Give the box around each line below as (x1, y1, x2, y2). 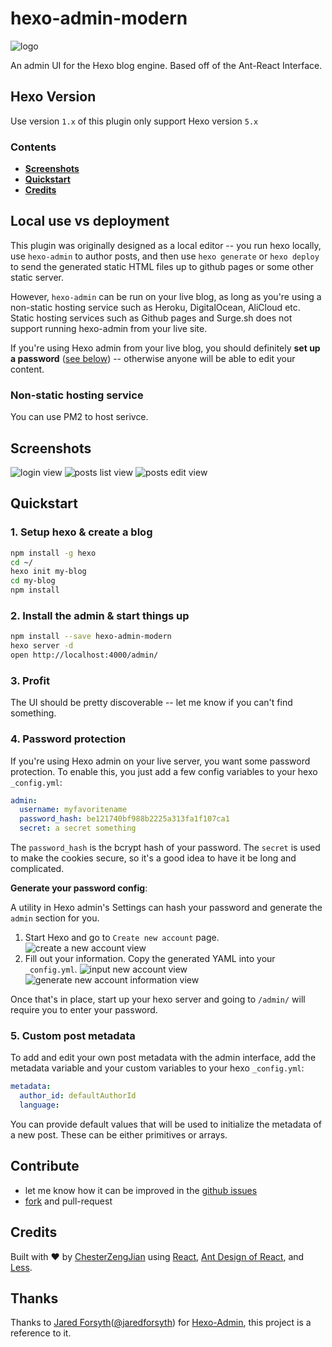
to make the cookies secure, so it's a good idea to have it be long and (10, 852, 297, 864)
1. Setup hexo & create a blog (10, 525, 153, 539)
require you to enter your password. (10, 1004, 158, 1016)
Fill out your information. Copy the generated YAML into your (24, 953, 276, 965)
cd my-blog (10, 576, 56, 586)
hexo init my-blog (10, 567, 87, 577)
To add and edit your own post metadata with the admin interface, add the (10, 1052, 317, 1064)
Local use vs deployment (10, 213, 170, 230)
